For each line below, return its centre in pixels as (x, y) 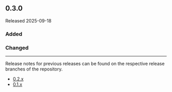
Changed (17, 48)
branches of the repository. (34, 69)
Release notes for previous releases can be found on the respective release (85, 64)
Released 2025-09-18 (28, 20)
